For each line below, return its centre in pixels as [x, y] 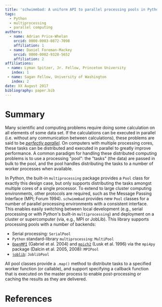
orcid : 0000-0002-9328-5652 [42, 54]
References [28, 299]
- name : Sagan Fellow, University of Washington [57, 77]
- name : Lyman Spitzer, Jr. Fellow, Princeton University [67, 68]
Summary [25, 114]
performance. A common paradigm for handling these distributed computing [81, 153]
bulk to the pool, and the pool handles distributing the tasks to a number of [79, 164]
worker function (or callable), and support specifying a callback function [77, 269]
